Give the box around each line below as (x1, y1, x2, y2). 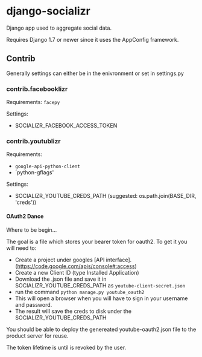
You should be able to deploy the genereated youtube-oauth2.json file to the (6, 326, 197, 333)
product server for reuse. (6, 332, 69, 339)
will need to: (6, 244, 37, 252)
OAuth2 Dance (6, 212, 44, 220)
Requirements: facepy (6, 99, 60, 106)
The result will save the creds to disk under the (14, 307, 131, 315)
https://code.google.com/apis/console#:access (17, 262, 135, 270)
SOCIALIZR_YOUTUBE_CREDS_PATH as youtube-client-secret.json (14, 281, 186, 289)
